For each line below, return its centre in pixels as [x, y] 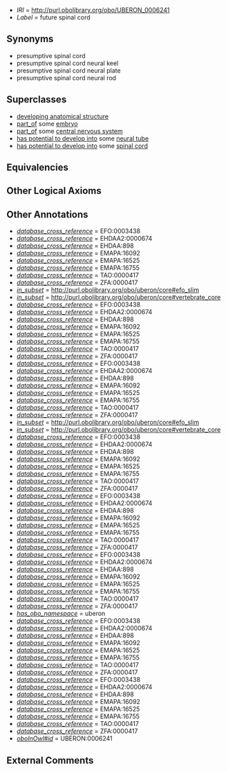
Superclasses [37, 100]
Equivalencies [37, 168]
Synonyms [30, 39]
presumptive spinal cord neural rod [66, 78]
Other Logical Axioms [54, 191]
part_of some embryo [47, 123]
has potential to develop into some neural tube [83, 138]
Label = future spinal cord [53, 17]
